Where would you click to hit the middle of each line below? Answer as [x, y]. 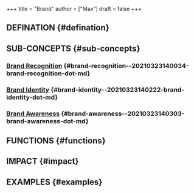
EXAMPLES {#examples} [54, 182]
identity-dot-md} [32, 97]
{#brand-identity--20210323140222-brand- [118, 89]
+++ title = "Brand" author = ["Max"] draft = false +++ [74, 9]
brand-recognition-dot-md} [48, 73]
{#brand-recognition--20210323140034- [126, 66]
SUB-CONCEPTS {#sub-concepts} [74, 48]
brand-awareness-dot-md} [48, 121]
